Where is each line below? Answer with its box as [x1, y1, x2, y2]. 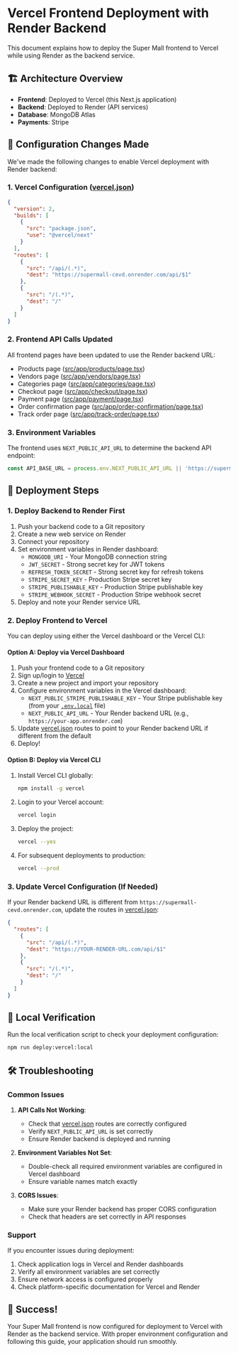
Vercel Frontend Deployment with [7, 5, 209, 21]
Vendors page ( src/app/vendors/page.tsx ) [17, 372, 142, 380]
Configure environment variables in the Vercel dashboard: [17, 686, 187, 695]
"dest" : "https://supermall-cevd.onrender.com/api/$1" [25, 272, 192, 279]
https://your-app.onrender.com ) [28, 717, 123, 725]
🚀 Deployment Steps [7, 485, 99, 497]
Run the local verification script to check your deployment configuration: [7, 1030, 219, 1039]
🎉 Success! [7, 1303, 58, 1315]
